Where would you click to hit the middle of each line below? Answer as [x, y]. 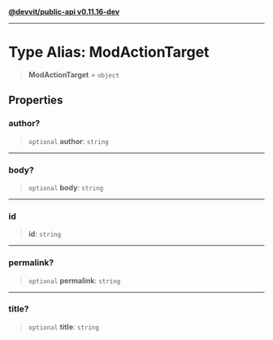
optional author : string [68, 141]
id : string [45, 234]
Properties [36, 100]
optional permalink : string [74, 281]
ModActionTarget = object [74, 74]
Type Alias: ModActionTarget [109, 52]
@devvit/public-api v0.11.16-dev [64, 12]
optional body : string [66, 187]
